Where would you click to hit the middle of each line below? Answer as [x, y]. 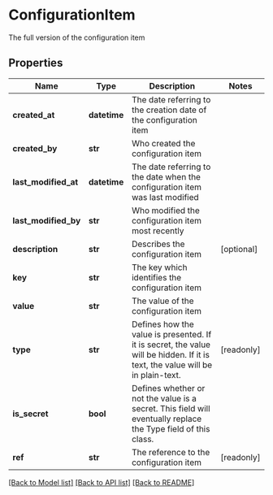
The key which [159, 267]
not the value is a [164, 398]
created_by [35, 148]
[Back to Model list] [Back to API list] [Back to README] [102, 482]
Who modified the [166, 211]
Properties [36, 63]
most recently [158, 231]
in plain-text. [156, 375]
